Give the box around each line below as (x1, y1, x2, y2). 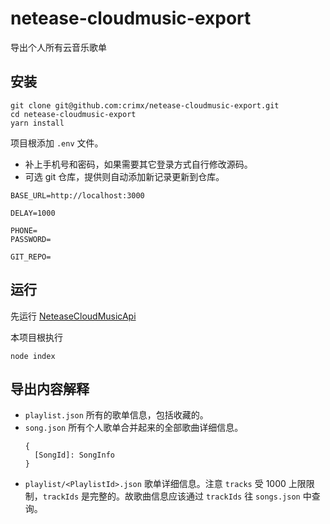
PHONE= (10, 225, 38, 236)
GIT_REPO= (10, 252, 52, 262)
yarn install (10, 118, 65, 128)
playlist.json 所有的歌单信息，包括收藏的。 (24, 409, 209, 421)
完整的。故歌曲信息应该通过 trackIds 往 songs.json (89, 490, 301, 502)
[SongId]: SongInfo (34, 450, 115, 461)
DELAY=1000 (10, 208, 56, 218)
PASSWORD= (10, 234, 52, 244)
